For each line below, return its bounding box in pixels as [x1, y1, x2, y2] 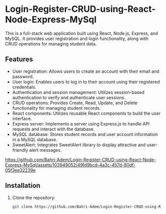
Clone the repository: [12, 194, 56, 201]
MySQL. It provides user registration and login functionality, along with [5, 36, 149, 42]
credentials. [12, 84, 37, 90]
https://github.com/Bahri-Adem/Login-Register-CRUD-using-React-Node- [5, 157, 157, 163]
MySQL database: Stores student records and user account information [12, 131, 158, 137]
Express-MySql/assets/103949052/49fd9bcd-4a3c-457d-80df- [5, 162, 136, 168]
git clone [12, 204, 33, 209]
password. [12, 73, 34, 80]
